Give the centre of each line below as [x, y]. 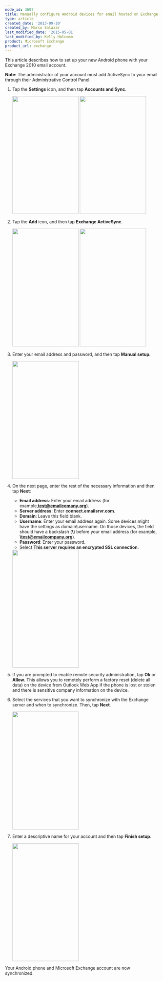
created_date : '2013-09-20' [34, 23]
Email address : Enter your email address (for [64, 500]
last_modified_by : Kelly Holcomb [39, 37]
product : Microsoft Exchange [35, 42]
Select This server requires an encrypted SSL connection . [79, 547]
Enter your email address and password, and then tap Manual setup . [81, 354]
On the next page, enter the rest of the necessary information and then [83, 486]
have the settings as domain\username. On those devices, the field [87, 526]
